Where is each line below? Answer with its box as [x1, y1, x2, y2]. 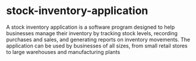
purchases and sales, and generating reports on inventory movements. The [6, 36, 191, 43]
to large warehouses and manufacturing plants [6, 48, 121, 55]
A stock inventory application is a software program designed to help [6, 23, 175, 30]
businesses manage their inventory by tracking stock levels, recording [6, 29, 178, 36]
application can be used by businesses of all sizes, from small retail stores [6, 42, 188, 49]
